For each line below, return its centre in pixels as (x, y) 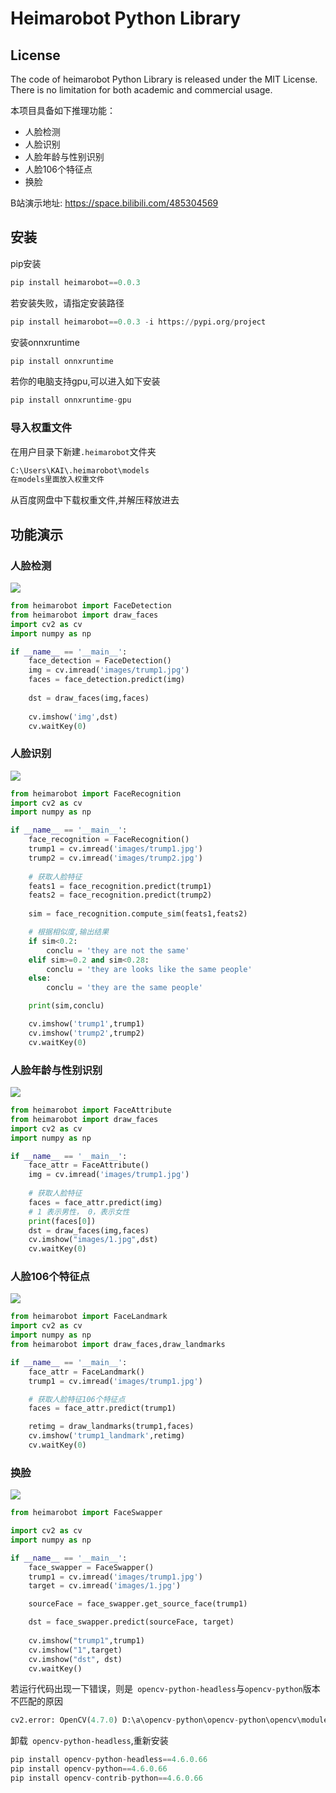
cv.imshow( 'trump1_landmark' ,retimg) (107, 1436)
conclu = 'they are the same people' (124, 988)
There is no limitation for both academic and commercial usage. (141, 90)
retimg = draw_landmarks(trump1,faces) (111, 1427)
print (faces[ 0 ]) (62, 1221)
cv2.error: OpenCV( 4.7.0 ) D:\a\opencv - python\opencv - (125, 1720)
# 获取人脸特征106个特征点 (77, 1399)
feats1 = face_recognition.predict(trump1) (120, 886)
